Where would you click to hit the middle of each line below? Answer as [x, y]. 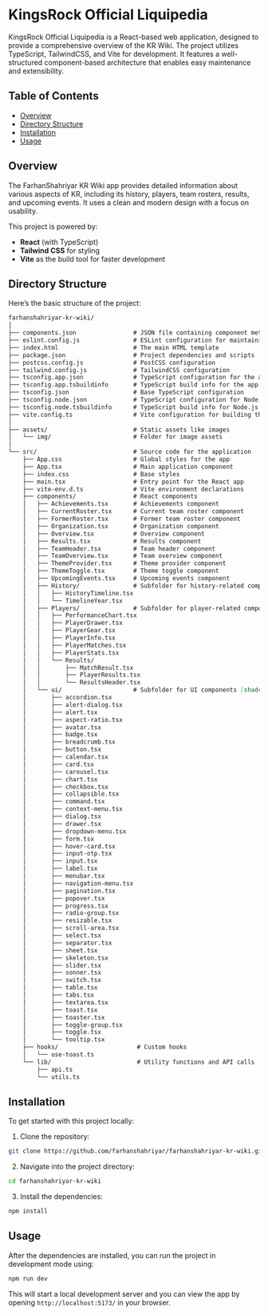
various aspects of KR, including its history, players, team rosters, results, [129, 194]
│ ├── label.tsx [60, 869]
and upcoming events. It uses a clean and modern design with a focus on [129, 202]
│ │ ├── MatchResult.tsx [78, 668]
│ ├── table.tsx [60, 988]
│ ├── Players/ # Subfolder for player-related [132, 608]
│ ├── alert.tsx [60, 712]
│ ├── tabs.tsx [58, 995]
